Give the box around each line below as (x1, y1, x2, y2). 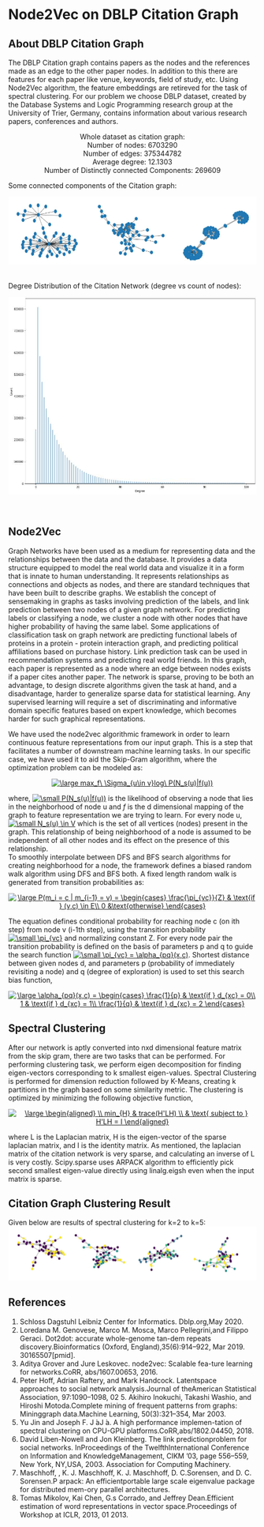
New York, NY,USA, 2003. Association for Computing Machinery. (19, 1459, 231, 1469)
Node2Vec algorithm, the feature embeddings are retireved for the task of (8, 83, 247, 92)
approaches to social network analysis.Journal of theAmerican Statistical (19, 1384, 257, 1393)
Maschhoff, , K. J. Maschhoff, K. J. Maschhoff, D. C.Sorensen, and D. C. (19, 1468, 252, 1477)
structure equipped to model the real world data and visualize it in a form (8, 562, 244, 572)
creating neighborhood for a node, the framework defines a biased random (8, 860, 252, 870)
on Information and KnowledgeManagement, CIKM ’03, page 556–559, (19, 1451, 249, 1461)
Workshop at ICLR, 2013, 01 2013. (19, 1510, 128, 1519)
